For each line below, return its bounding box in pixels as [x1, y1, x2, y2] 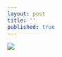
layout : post [7, 10, 46, 18]
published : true [7, 23, 55, 30]
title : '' [7, 17, 37, 24]
